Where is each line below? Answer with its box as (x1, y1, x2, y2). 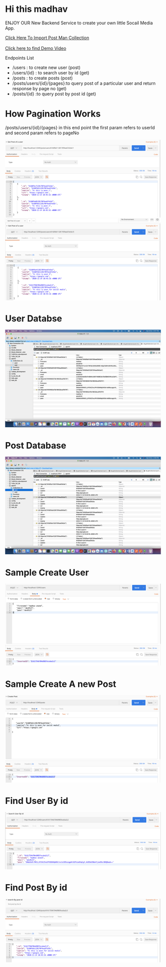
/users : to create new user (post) (12, 64, 81, 70)
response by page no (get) (12, 85, 67, 91)
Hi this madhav (5, 3, 68, 15)
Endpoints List (5, 55, 34, 60)
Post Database (5, 440, 67, 451)
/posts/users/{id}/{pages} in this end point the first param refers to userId (5, 124, 155, 130)
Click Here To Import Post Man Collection (5, 35, 89, 41)
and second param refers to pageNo (5, 130, 80, 136)
